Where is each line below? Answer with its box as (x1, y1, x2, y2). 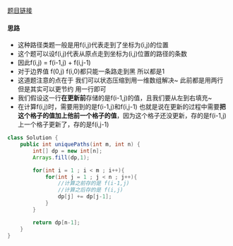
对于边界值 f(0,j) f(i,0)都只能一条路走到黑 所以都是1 (17, 67, 165, 76)
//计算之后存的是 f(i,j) (57, 187, 124, 194)
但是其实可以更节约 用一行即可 (17, 85, 107, 93)
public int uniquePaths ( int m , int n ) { (20, 141, 141, 148)
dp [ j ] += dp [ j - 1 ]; (57, 193, 112, 200)
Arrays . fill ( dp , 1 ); (32, 154, 90, 161)
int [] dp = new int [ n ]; (32, 147, 102, 154)
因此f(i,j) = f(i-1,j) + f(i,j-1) (17, 59, 91, 67)
